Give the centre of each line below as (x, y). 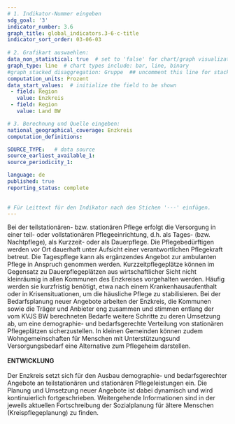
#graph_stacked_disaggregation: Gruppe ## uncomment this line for (109, 72)
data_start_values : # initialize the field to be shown (92, 85)
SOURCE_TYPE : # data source (51, 149)
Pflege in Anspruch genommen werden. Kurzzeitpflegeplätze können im (111, 264)
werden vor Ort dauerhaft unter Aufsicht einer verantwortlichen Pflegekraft (115, 249)
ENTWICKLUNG (31, 361)
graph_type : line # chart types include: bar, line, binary (98, 66)
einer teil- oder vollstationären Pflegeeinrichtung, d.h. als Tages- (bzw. (109, 235)
